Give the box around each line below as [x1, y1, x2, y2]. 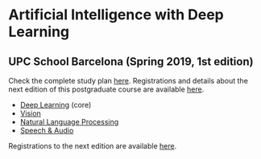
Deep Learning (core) [19, 100, 92, 109]
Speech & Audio [19, 126, 74, 135]
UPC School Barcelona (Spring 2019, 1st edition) [8, 55, 254, 68]
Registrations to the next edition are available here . [8, 141, 177, 150]
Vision [19, 108, 42, 118]
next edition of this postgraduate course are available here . [8, 84, 205, 94]
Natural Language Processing [19, 117, 119, 126]
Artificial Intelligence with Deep [8, 6, 224, 24]
